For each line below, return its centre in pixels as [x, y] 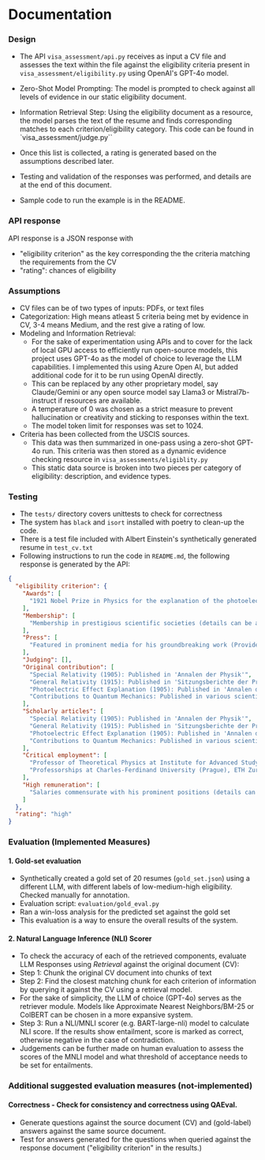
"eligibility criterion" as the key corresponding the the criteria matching [135, 253]
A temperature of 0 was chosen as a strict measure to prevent [132, 409]
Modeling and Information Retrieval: [78, 333]
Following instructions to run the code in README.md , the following [125, 556]
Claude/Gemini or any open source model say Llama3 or [123, 392]
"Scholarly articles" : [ [63, 711]
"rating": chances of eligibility [68, 270]
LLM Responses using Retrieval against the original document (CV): [129, 965]
